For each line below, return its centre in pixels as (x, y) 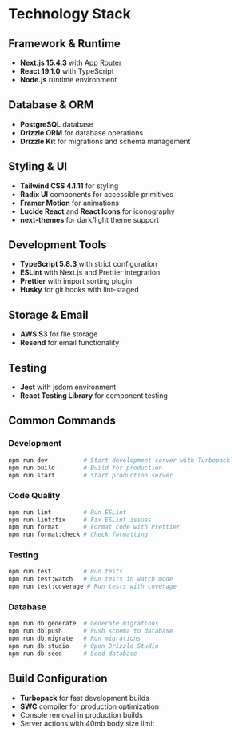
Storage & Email (48, 314)
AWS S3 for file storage (59, 334)
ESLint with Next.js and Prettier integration (90, 272)
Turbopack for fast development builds (85, 698)
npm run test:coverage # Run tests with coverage (93, 587)
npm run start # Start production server (91, 475)
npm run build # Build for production (85, 468)
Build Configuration (58, 679)
